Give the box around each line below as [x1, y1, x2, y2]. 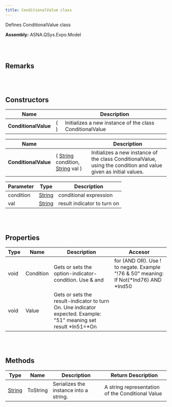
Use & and [79, 276, 104, 284]
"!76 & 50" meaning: [114, 270, 164, 277]
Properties [5, 233, 40, 242]
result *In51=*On [53, 323, 97, 330]
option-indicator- [53, 270, 97, 277]
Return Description [111, 372, 158, 379]
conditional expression [58, 191, 113, 199]
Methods [5, 356, 35, 365]
